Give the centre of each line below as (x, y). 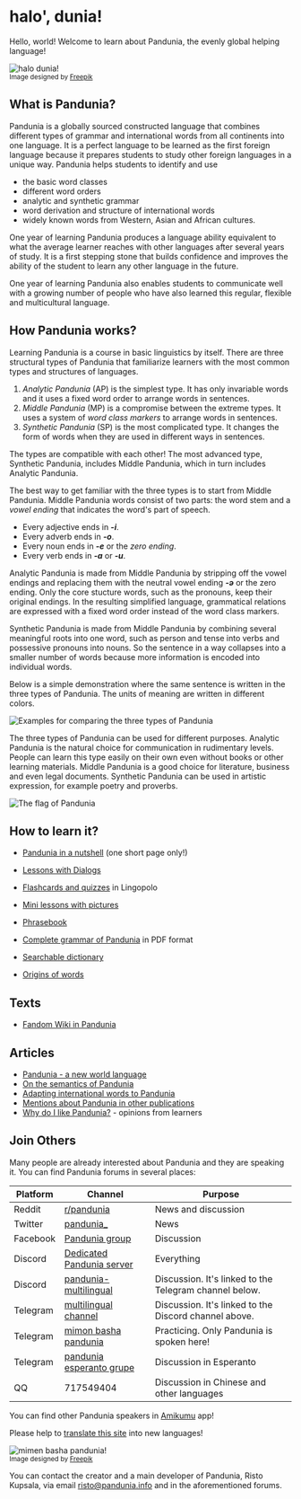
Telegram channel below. (208, 1290)
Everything (177, 1258)
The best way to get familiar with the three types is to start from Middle (140, 490)
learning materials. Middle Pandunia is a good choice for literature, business (150, 766)
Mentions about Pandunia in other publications (108, 1103)
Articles (32, 1053)
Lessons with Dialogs (61, 870)
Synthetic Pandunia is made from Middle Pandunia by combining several (143, 628)
